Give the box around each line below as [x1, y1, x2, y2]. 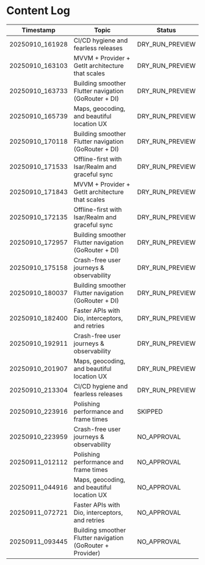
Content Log [6, 4, 70, 18]
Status [156, 26, 176, 34]
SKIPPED [137, 407, 163, 416]
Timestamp [21, 26, 56, 34]
